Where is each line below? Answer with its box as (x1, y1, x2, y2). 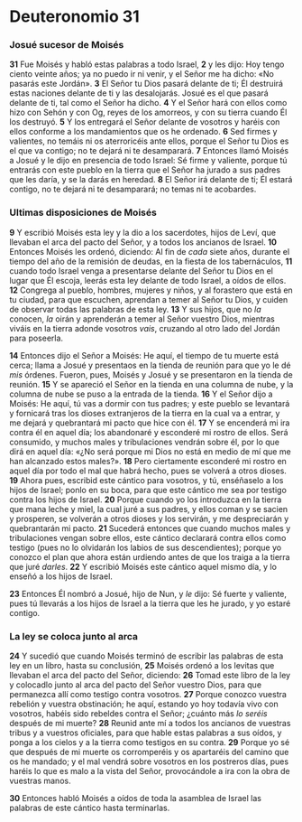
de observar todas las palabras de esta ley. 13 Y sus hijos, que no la (9, 304, 261, 314)
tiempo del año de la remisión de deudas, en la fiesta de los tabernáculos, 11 (9, 256, 293, 266)
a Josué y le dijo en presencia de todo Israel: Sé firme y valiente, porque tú (9, 155, 288, 166)
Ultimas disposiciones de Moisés (9, 206, 158, 219)
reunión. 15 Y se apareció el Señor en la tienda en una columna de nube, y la (9, 378, 294, 389)
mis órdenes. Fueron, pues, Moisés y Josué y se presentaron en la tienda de (9, 369, 293, 380)
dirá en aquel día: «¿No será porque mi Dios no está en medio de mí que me (9, 445, 291, 457)
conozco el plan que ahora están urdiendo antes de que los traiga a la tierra (9, 551, 290, 562)
